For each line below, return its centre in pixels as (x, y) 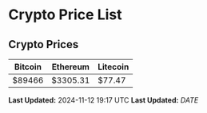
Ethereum (71, 67)
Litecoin (113, 67)
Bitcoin (28, 67)
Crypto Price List (65, 15)
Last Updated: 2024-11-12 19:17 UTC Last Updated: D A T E (103, 100)
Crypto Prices (44, 44)
